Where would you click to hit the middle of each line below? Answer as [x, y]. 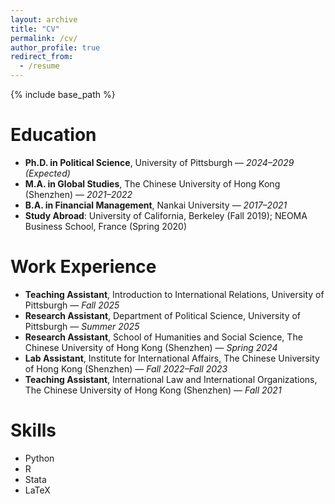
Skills [33, 430]
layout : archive [44, 19]
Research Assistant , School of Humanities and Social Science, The [163, 337]
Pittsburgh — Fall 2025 [72, 305]
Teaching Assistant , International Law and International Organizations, [171, 379]
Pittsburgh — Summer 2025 [82, 326]
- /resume [39, 66]
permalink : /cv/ [44, 38]
